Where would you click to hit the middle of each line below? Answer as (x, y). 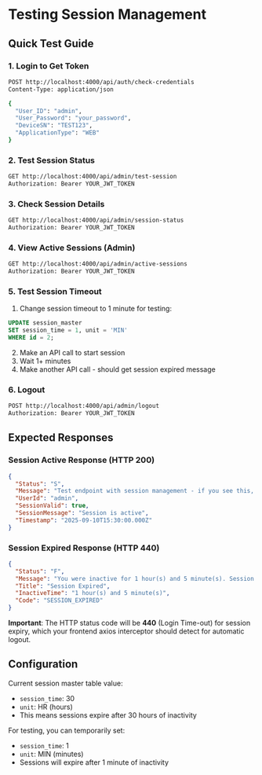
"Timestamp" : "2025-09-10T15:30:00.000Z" (84, 520)
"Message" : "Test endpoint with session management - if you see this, (135, 491)
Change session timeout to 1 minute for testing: (96, 309)
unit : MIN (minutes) (51, 754)
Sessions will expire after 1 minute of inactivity (94, 762)
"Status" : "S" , (40, 484)
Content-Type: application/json (61, 89)
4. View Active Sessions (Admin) (72, 248)
